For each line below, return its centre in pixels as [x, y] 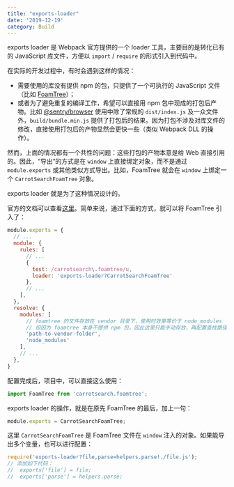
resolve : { [29, 308]
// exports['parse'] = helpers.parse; [65, 477]
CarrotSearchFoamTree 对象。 [56, 179]
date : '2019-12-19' [36, 20]
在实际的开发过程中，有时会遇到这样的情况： [71, 71]
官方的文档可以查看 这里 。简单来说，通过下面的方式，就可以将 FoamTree [111, 208]
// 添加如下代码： [30, 464]
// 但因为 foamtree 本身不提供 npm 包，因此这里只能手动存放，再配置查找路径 [126, 327]
